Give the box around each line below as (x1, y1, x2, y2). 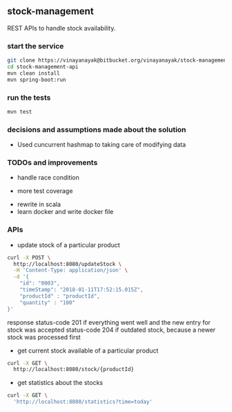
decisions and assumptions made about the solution (7, 125, 186, 134)
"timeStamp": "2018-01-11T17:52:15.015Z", (19, 287, 144, 294)
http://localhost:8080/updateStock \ (13, 260, 122, 267)
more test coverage (17, 187, 73, 195)
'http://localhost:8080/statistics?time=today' (13, 398, 153, 406)
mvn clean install (7, 69, 60, 77)
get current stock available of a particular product (17, 346, 159, 355)
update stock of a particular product (17, 240, 120, 249)
